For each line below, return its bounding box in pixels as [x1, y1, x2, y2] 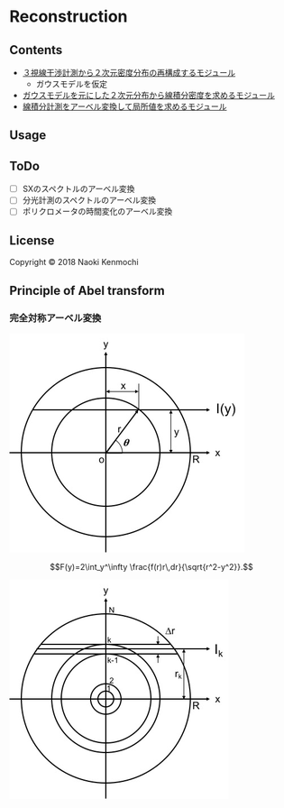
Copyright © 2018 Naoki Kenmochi [9, 257, 139, 268]
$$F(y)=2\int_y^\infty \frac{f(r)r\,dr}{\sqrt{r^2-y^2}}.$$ [49, 561, 254, 572]
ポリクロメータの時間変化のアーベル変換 [22, 206, 173, 217]
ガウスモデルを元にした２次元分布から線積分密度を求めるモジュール [22, 90, 275, 100]
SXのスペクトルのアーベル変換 [22, 183, 135, 195]
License [9, 233, 55, 248]
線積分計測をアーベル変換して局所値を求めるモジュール [22, 101, 227, 112]
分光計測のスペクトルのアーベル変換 [22, 195, 156, 206]
